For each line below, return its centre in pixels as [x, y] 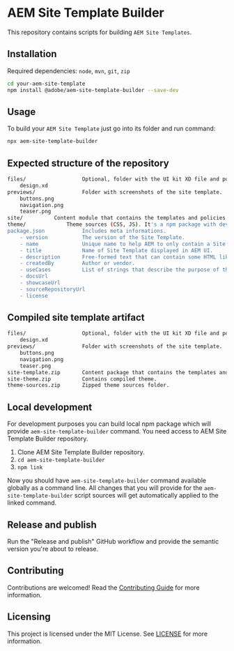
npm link [30, 468]
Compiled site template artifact [76, 317]
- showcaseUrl [40, 283]
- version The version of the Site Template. [103, 237]
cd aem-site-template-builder [61, 460]
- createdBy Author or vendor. [78, 263]
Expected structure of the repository [88, 163]
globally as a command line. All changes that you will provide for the [105, 488]
